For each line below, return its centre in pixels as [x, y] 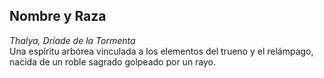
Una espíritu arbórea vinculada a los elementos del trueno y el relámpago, [161, 51]
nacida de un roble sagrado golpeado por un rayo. [113, 61]
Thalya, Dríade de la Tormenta [72, 40]
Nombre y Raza [58, 16]
